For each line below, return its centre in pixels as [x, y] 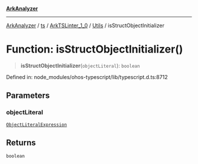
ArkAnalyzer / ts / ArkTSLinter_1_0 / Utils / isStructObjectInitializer [85, 25]
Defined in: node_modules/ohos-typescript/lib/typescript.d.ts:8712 [87, 77]
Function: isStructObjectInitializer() [95, 49]
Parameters [28, 96]
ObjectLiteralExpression [37, 124]
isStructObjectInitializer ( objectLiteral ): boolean [80, 65]
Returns [21, 143]
